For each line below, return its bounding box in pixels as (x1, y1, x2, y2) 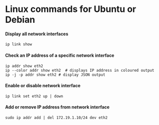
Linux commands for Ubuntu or (5, 3, 137, 15)
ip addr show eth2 (5, 63, 43, 68)
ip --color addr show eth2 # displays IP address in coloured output (5, 68, 155, 73)
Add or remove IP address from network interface (5, 104, 110, 110)
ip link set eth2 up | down (5, 94, 64, 99)
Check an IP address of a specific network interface (5, 52, 114, 58)
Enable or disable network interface (5, 83, 81, 89)
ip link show (5, 42, 32, 47)
